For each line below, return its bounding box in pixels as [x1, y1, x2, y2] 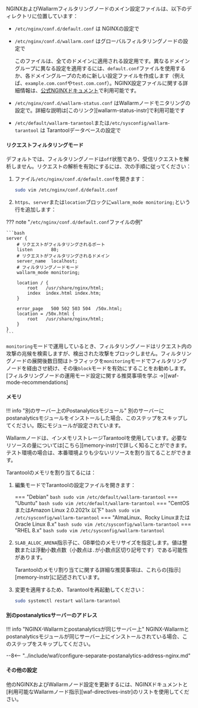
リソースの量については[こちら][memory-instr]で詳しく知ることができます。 [6, 442, 190, 449]
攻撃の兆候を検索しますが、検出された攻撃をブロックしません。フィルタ [6, 350, 181, 357]
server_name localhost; [16, 258, 78, 264]
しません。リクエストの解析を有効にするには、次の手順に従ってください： [11, 163, 192, 170]
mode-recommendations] [6, 379, 68, 386]
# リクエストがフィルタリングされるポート [16, 242, 105, 248]
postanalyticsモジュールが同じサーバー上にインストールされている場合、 [6, 633, 183, 640]
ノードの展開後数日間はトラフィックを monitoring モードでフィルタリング [11, 357, 187, 364]
